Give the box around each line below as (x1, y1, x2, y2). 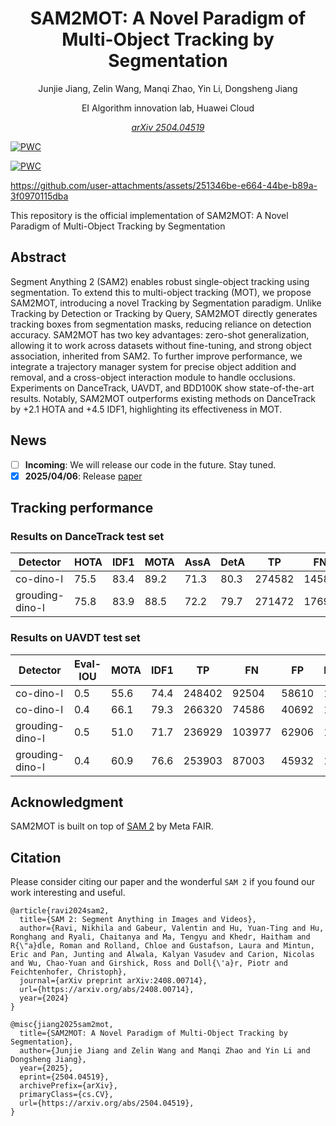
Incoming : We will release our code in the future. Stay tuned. (24, 458, 277, 471)
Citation (10, 849, 62, 866)
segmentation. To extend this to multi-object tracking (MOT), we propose (10, 286, 312, 298)
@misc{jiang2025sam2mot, (10, 1020, 114, 1030)
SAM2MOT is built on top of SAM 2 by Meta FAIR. (10, 820, 214, 832)
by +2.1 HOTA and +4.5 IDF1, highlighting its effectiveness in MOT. (10, 403, 283, 415)
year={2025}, (19, 1063, 74, 1074)
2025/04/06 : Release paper (24, 470, 143, 482)
